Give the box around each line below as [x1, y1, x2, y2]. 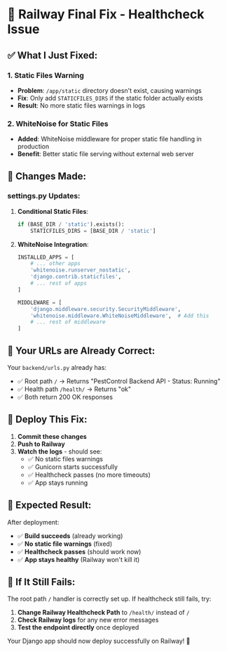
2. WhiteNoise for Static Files [7, 119, 109, 129]
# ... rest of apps [30, 280, 88, 287]
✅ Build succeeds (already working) [17, 531, 123, 540]
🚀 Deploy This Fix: [7, 414, 88, 426]
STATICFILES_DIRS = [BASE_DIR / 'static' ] [30, 227, 156, 234]
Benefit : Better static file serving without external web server [17, 150, 194, 158]
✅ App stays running [27, 478, 88, 487]
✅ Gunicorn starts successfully [27, 462, 118, 471]
